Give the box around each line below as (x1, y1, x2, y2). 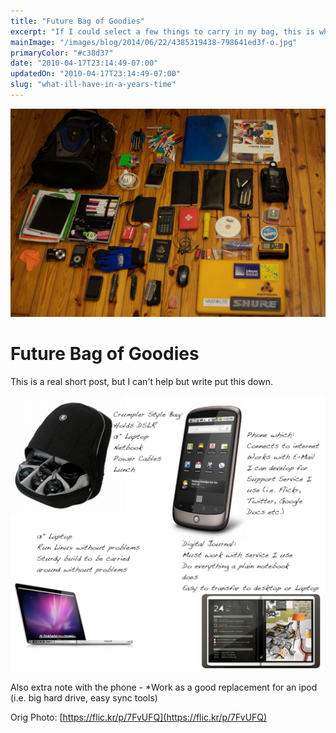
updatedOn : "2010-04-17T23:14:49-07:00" (10, 69, 182, 79)
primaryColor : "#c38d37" (10, 48, 114, 58)
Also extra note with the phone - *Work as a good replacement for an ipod (10, 681, 318, 694)
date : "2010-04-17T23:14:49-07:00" (10, 58, 159, 69)
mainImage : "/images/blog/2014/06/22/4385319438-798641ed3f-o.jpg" (10, 37, 298, 47)
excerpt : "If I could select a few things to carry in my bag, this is (10, 26, 315, 37)
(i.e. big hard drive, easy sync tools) (10, 692, 158, 704)
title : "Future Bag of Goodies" (10, 16, 145, 26)
